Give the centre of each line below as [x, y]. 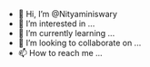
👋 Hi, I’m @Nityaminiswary [68, 14]
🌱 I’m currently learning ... [66, 33]
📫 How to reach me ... [60, 53]
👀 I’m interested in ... [56, 24]
